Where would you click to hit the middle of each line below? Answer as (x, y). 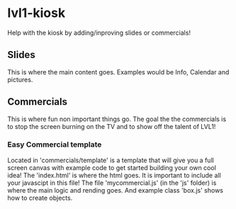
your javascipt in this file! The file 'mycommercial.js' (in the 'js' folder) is (112, 183)
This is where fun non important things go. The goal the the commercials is (117, 119)
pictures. (20, 79)
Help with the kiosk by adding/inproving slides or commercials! (99, 33)
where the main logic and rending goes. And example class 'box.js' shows (115, 190)
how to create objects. (40, 198)
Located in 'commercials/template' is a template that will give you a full (111, 160)
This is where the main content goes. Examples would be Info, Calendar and (118, 72)
